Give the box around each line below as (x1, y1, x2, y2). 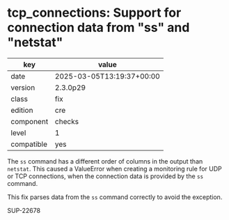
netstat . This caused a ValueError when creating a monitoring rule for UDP (7, 164, 222, 173)
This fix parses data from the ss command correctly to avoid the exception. (7, 193, 223, 201)
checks (54, 116, 79, 126)
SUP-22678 (7, 206, 40, 214)
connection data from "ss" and (7, 19, 190, 36)
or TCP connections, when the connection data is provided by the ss (7, 172, 204, 180)
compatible (10, 139, 47, 149)
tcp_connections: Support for (7, 5, 182, 21)
